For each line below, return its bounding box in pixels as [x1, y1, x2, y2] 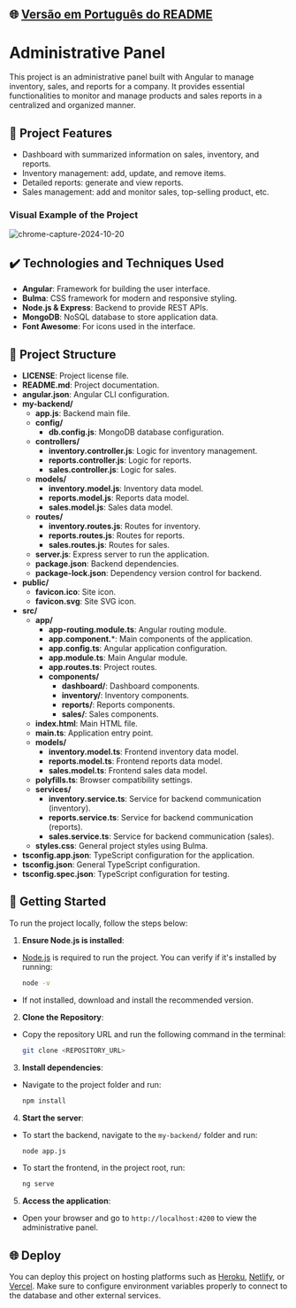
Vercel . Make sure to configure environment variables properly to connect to [9, 1281, 288, 1291]
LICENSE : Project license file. [21, 371, 130, 381]
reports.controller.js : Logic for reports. [48, 455, 192, 465]
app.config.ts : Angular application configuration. [48, 643, 228, 654]
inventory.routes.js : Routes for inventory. [48, 521, 201, 532]
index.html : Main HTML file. [34, 719, 139, 729]
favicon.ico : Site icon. [34, 587, 117, 597]
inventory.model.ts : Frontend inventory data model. [48, 747, 239, 758]
